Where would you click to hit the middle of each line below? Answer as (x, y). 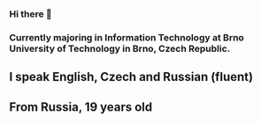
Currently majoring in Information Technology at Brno (127, 37)
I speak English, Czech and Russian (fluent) (131, 77)
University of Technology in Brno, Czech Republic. (120, 48)
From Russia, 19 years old (81, 107)
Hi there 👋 (31, 14)
